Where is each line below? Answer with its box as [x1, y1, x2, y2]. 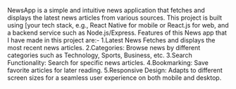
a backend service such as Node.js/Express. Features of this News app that [7, 28, 228, 37]
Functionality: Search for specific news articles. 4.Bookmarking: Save [7, 59, 209, 66]
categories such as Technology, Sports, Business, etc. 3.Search [7, 51, 192, 59]
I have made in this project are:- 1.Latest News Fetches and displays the [7, 36, 216, 44]
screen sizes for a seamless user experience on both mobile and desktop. [7, 73, 222, 82]
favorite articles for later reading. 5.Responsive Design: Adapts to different [7, 66, 223, 74]
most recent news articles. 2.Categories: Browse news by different [7, 44, 201, 52]
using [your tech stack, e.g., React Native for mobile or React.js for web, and [7, 21, 229, 29]
